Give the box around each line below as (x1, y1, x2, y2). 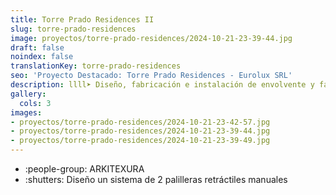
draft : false (10, 42, 65, 53)
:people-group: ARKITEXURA (24, 163, 145, 175)
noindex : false (10, 52, 74, 62)
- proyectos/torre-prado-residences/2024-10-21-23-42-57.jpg (10, 117, 271, 127)
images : (10, 107, 43, 118)
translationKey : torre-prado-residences (10, 61, 182, 71)
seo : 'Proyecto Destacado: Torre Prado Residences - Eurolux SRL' (10, 71, 293, 81)
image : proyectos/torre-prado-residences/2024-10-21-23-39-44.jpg (10, 33, 293, 43)
